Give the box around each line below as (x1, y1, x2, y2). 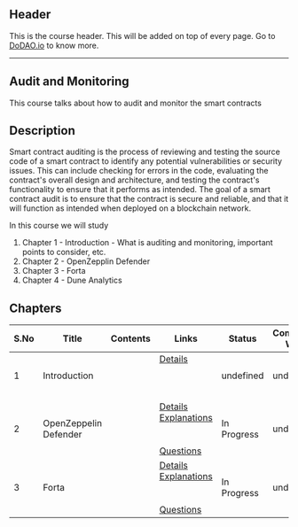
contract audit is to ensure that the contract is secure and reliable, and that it (9, 194, 289, 205)
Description (9, 123, 75, 138)
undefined (221, 369, 264, 382)
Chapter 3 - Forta (21, 266, 86, 276)
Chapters (9, 300, 62, 315)
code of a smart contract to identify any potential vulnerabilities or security (9, 156, 282, 167)
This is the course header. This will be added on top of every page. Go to (9, 30, 276, 41)
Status (228, 332, 257, 345)
